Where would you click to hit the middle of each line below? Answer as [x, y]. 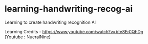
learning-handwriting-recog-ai [69, 9]
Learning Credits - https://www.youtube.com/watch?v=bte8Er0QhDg [74, 31]
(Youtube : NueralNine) [28, 37]
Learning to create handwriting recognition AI [50, 22]
